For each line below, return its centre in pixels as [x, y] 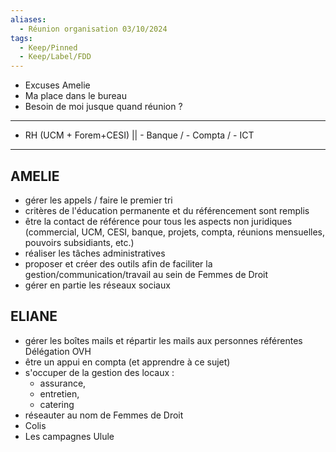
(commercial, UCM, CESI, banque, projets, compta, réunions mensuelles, [175, 232]
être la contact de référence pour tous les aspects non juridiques [158, 221]
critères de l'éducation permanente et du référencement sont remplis [167, 210]
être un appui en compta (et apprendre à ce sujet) [127, 362]
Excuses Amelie [57, 85]
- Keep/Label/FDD [55, 57]
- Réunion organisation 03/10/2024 [93, 29]
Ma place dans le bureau [76, 96]
